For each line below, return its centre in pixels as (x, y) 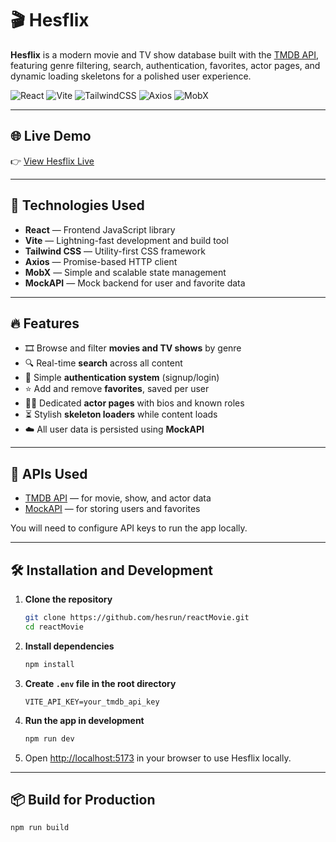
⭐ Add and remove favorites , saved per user (117, 389)
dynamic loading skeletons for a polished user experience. (131, 76)
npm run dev (49, 738)
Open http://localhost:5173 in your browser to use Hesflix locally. (158, 758)
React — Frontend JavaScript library (100, 229)
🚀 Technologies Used (77, 205)
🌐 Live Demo (51, 136)
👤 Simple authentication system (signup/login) (122, 378)
